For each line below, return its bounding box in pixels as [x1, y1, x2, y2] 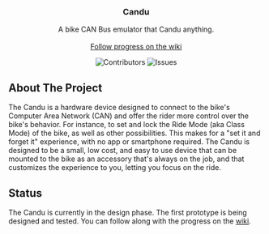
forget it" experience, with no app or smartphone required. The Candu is [8, 137, 250, 147]
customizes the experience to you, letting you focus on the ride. [8, 163, 221, 172]
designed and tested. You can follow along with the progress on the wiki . [8, 216, 251, 226]
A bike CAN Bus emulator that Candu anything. [58, 24, 215, 34]
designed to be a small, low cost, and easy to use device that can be [8, 146, 237, 155]
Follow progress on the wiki [90, 42, 182, 52]
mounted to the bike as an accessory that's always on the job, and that [8, 154, 245, 164]
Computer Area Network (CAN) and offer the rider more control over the [8, 111, 250, 121]
